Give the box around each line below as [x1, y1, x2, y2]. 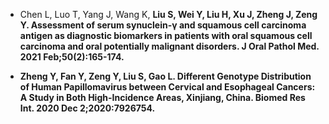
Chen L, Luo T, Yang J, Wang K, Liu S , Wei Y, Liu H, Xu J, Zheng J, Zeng [19, 9, 318, 20]
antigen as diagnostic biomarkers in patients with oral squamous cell [19, 30, 313, 41]
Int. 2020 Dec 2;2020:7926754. [19, 102, 156, 114]
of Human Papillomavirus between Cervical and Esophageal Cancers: [19, 81, 316, 93]
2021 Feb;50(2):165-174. [19, 51, 125, 63]
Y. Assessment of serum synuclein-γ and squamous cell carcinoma [19, 19, 307, 31]
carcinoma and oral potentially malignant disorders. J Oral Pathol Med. [19, 40, 320, 52]
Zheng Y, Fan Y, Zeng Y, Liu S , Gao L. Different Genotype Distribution [19, 70, 312, 82]
